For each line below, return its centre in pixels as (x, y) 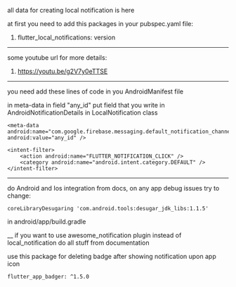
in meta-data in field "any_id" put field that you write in (86, 105)
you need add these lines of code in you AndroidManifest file (96, 91)
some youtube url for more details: (57, 58)
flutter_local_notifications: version (66, 37)
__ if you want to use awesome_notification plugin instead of (94, 235)
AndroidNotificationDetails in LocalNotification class (83, 113)
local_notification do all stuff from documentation (78, 243)
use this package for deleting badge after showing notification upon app (112, 256)
